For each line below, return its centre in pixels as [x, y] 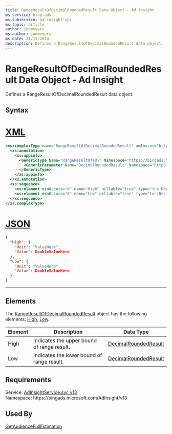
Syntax [17, 110]
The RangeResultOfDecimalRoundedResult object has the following [76, 313]
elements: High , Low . [27, 319]
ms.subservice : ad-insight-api [39, 20]
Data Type [136, 332]
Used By [19, 414]
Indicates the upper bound [65, 341]
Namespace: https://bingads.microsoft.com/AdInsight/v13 [66, 398]
